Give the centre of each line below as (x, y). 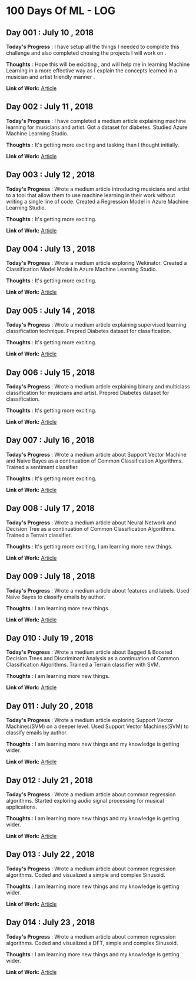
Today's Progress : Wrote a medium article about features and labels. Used (98, 590)
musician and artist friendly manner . (51, 77)
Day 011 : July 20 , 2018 (50, 706)
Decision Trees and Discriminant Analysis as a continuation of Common (93, 659)
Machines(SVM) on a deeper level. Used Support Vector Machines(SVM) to (97, 726)
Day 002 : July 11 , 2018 (50, 107)
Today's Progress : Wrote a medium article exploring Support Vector (90, 720)
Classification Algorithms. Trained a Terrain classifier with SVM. (83, 665)
